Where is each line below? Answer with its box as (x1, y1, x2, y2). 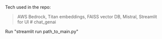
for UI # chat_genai (17, 19, 56, 25)
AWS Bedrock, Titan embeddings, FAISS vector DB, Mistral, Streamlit (17, 14, 157, 19)
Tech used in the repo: (5, 4, 51, 10)
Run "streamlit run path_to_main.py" (5, 29, 79, 34)
